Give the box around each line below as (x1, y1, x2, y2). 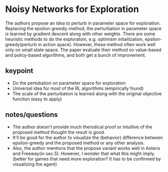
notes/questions (5, 110, 58, 119)
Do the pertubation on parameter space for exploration (12, 80, 126, 86)
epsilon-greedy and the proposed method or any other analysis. (12, 139, 145, 146)
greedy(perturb (5, 41, 37, 47)
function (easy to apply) (12, 96, 62, 102)
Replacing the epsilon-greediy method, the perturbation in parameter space (5, 25, 162, 31)
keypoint (5, 67, 34, 75)
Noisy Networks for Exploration (5, 4, 139, 15)
